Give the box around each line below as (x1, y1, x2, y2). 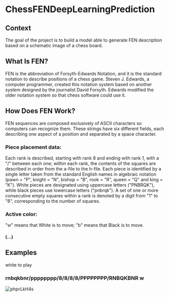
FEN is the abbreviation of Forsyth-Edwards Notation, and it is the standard (5, 70, 162, 76)
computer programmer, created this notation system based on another (5, 81, 152, 87)
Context (5, 24, 31, 32)
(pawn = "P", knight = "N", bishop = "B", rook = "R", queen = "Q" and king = (5, 176, 163, 183)
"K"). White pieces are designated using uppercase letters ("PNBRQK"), (5, 182, 155, 188)
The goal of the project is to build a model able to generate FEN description (5, 37, 162, 43)
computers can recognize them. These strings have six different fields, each (5, 125, 164, 132)
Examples (5, 248, 37, 257)
